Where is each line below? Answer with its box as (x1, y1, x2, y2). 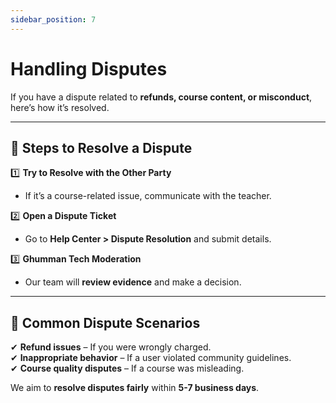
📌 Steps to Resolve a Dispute (10, 139, 193, 156)
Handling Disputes (10, 57, 168, 80)
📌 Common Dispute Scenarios (10, 314, 201, 331)
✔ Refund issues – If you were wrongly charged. (10, 341, 212, 353)
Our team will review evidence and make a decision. (24, 276, 242, 288)
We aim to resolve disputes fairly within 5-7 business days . (10, 382, 260, 394)
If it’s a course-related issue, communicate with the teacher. (24, 190, 272, 202)
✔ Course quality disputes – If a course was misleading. (10, 362, 245, 375)
